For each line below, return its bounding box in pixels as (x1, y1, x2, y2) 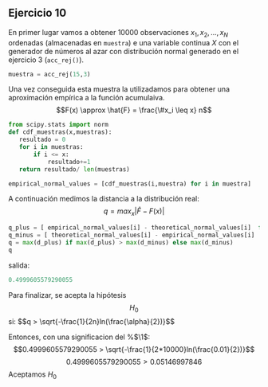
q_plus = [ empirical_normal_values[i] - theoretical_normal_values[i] (8, 224, 251, 232)
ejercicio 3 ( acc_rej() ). (8, 55, 85, 64)
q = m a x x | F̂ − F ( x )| (103, 206, 165, 218)
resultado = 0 (18, 135, 66, 144)
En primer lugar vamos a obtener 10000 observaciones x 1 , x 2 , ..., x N (8, 27, 229, 39)
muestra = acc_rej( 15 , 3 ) (8, 70, 91, 78)
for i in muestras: (18, 143, 84, 151)
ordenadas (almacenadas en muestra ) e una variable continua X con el (8, 37, 239, 47)
